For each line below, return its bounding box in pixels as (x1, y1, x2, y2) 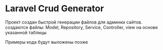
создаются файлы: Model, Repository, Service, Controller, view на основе (5, 24, 158, 30)
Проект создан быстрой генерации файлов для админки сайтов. (5, 19, 143, 25)
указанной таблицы (5, 29, 47, 35)
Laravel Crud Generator (5, 3, 104, 14)
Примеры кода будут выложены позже (5, 39, 88, 45)
